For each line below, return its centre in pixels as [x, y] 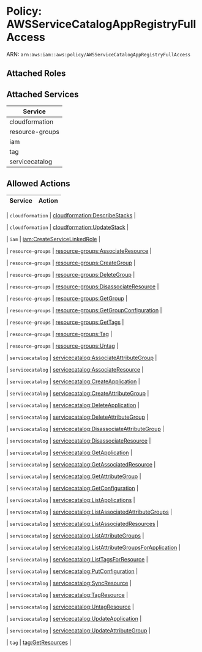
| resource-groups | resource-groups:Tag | [59, 334]
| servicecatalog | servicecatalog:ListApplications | [71, 500]
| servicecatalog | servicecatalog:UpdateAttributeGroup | [79, 630]
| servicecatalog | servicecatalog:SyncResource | [69, 583]
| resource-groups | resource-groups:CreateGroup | [71, 263]
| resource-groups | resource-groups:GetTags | [65, 322]
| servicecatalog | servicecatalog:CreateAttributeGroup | [78, 393]
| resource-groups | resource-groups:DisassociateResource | [83, 287]
